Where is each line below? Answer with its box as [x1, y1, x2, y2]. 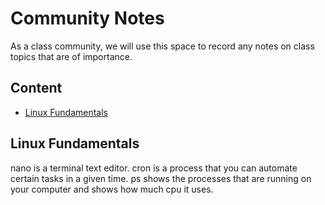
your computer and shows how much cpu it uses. [10, 183, 214, 195]
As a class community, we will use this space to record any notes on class [10, 40, 315, 52]
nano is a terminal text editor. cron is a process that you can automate [10, 162, 298, 174]
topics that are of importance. [10, 50, 133, 62]
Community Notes [10, 7, 165, 30]
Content [10, 80, 63, 97]
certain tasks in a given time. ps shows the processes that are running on [10, 172, 312, 184]
